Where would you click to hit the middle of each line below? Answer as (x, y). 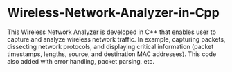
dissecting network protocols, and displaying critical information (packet (110, 46)
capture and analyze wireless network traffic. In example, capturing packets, (116, 39)
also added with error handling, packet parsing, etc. (81, 61)
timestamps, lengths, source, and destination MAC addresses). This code (112, 54)
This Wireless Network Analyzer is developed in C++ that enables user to (112, 32)
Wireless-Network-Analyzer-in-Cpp (113, 13)
